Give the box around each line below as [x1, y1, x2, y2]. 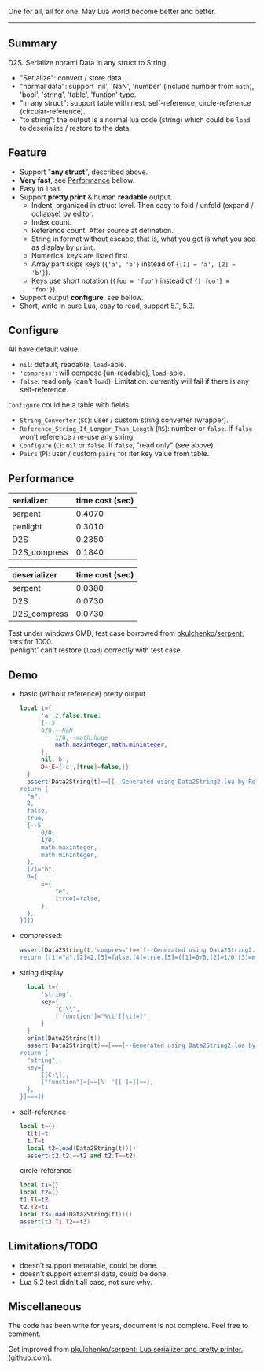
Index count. [31, 217, 72, 227]
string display [19, 968, 64, 978]
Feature [8, 146, 47, 160]
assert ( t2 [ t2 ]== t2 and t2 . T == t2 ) [27, 1152, 137, 1160]
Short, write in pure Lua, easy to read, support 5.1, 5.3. [19, 301, 195, 310]
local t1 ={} [19, 1181, 59, 1189]
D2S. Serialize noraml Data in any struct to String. [8, 58, 169, 67]
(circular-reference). [19, 106, 86, 116]
